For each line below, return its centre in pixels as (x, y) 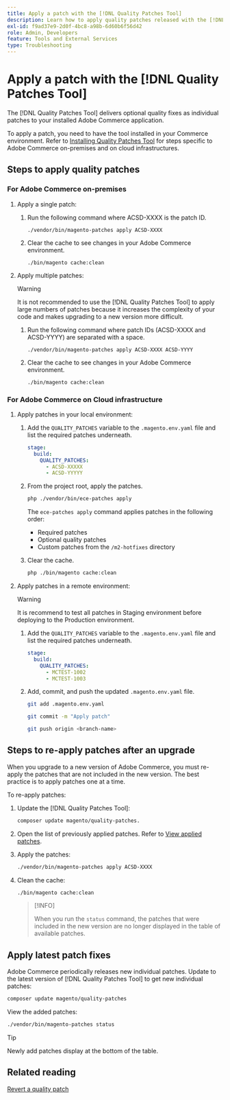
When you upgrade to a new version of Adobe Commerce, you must (103, 767)
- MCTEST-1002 (66, 672)
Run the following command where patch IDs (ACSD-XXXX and (116, 329)
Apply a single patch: (47, 204)
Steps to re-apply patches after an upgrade (101, 750)
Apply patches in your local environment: (75, 414)
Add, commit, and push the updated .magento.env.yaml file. (111, 692)
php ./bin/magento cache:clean (72, 573)
